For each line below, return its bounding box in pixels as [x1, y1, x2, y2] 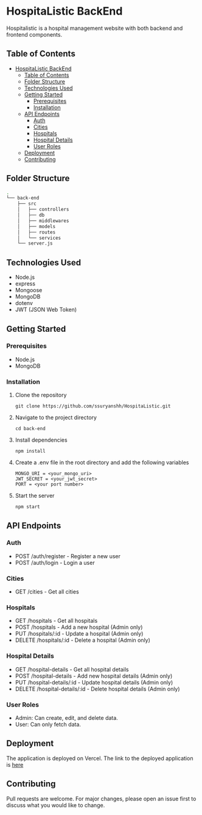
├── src [17, 201, 37, 207]
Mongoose [15, 287, 43, 294]
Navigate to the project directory [15, 414, 97, 422]
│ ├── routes [17, 229, 56, 235]
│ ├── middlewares [17, 218, 69, 224]
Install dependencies [15, 436, 68, 443]
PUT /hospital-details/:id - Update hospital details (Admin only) [15, 678, 173, 686]
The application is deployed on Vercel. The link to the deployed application [6, 755, 193, 762]
